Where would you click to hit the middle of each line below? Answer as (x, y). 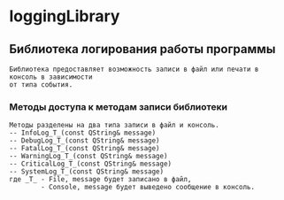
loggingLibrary (65, 16)
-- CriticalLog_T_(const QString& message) (91, 164)
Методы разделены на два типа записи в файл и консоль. (114, 126)
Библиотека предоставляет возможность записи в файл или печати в (134, 69)
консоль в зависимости (51, 77)
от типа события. (41, 85)
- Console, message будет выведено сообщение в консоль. (148, 188)
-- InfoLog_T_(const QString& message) (83, 133)
